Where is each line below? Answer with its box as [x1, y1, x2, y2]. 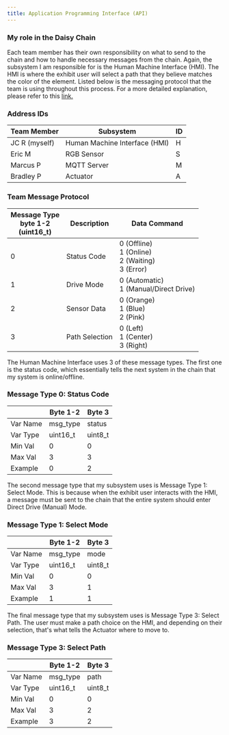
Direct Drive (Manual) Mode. [7, 503, 87, 511]
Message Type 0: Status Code [7, 390, 109, 399]
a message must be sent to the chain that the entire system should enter [7, 495, 211, 503]
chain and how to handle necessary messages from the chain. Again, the [7, 55, 213, 64]
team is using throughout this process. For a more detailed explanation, [7, 84, 208, 92]
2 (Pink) [119, 312, 146, 322]
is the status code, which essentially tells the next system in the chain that [7, 365, 216, 373]
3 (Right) [119, 340, 148, 350]
